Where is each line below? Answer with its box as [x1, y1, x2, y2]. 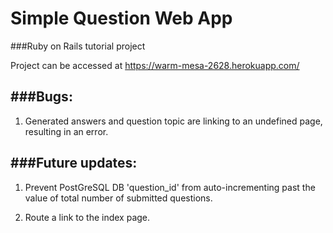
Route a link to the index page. [24, 211, 151, 223]
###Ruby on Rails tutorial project [10, 40, 146, 52]
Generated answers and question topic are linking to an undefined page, [24, 115, 323, 127]
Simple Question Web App [10, 7, 233, 30]
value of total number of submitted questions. [24, 192, 213, 204]
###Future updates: [10, 155, 138, 172]
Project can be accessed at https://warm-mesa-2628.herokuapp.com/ [10, 59, 300, 71]
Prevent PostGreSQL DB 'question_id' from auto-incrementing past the [24, 181, 316, 193]
